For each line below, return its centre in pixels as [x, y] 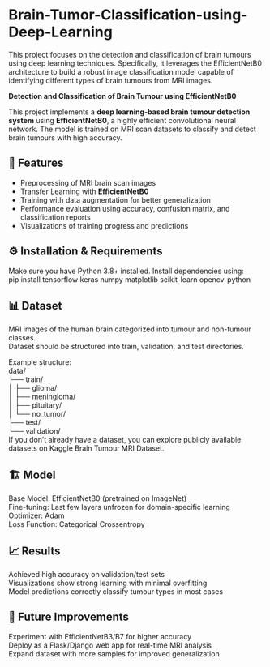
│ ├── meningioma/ [42, 397]
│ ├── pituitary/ [35, 405]
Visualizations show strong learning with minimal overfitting [108, 583]
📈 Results [34, 551]
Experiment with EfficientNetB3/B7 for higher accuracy [100, 636]
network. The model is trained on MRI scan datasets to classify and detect [133, 129]
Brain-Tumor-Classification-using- [128, 15]
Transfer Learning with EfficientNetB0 [84, 191]
